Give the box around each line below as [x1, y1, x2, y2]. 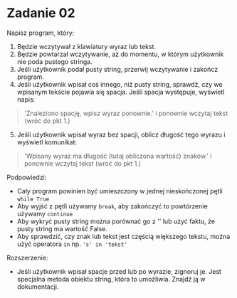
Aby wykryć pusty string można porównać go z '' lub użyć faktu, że [16, 217, 215, 225]
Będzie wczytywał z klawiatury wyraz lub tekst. [16, 42, 157, 50]
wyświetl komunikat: [16, 137, 78, 147]
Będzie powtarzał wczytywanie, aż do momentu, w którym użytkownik [16, 50, 224, 58]
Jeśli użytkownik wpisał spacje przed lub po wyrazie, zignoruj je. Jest [16, 267, 222, 275]
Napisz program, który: [6, 28, 75, 37]
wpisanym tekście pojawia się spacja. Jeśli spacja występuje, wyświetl [16, 87, 225, 96]
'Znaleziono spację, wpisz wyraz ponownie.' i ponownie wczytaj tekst [23, 109, 228, 117]
